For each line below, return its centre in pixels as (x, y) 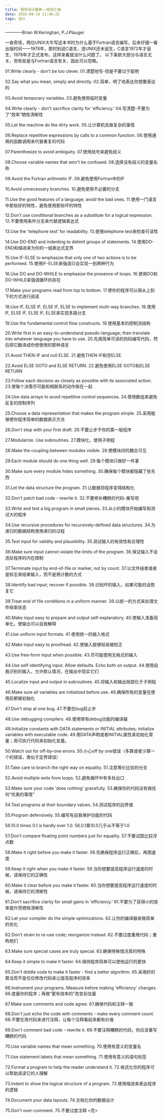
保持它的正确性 (33, 875)
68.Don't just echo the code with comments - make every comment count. (80, 1014)
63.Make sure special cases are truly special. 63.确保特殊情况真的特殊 (75, 951)
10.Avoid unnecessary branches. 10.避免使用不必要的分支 (62, 189)
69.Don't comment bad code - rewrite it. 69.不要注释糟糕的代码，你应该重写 (81, 1030)
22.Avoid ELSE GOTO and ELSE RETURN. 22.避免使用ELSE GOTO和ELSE (78, 366)
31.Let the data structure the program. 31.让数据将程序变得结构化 (70, 488)
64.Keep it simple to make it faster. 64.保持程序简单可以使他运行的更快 (75, 962)
